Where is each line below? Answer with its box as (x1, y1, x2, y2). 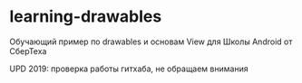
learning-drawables (9, 6, 162, 27)
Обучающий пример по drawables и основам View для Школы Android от (9, 36, 293, 47)
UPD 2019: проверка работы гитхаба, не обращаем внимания (9, 63, 248, 74)
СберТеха (9, 45, 47, 56)
